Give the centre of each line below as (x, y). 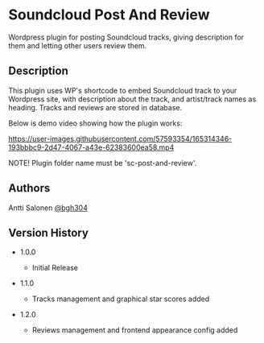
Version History (48, 232)
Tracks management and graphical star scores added (121, 299)
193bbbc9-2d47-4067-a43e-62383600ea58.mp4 (91, 147)
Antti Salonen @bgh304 (48, 208)
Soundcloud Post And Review (109, 15)
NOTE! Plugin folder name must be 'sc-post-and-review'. (103, 163)
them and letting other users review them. (78, 45)
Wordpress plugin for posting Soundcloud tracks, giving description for (126, 37)
